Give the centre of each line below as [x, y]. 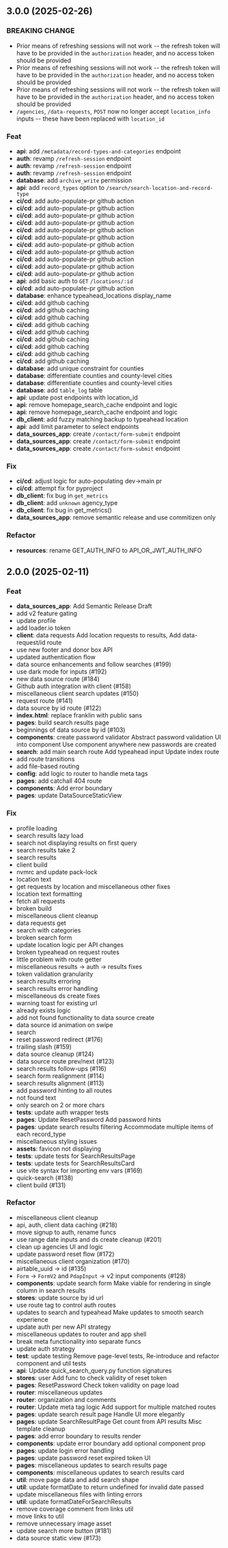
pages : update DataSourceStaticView [69, 796]
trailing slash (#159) [44, 1046]
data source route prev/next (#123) [65, 1061]
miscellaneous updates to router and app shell [81, 1334]
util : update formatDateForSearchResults [74, 1501]
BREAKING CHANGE [41, 31]
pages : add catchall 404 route [59, 781]
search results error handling [57, 988]
